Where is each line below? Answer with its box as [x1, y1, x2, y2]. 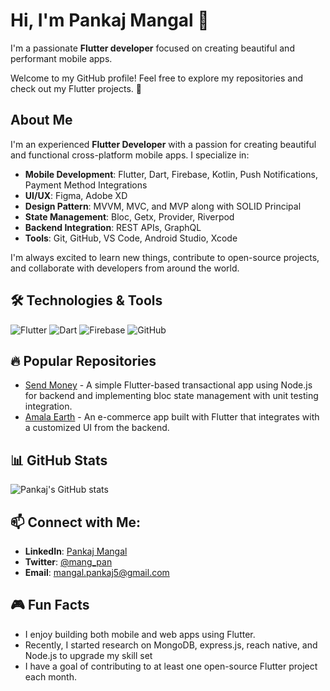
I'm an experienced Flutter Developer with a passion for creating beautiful [10, 138, 317, 150]
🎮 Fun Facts [10, 597, 90, 614]
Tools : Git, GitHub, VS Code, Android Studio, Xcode [24, 232, 238, 244]
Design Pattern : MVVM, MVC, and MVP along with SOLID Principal [24, 200, 302, 212]
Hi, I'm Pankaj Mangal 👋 [10, 9, 210, 32]
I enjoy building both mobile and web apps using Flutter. [24, 628, 256, 640]
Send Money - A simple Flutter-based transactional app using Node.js [24, 379, 313, 391]
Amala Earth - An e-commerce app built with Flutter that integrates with [24, 411, 320, 423]
